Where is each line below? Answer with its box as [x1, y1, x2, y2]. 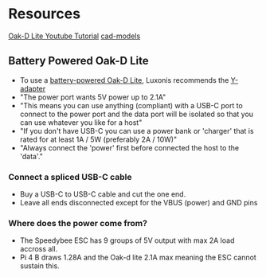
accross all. [19, 244, 58, 254]
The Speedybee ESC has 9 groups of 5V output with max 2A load [19, 236, 235, 245]
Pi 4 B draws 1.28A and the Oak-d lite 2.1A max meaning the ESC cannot [19, 252, 256, 263]
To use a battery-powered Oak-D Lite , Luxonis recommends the [19, 75, 229, 84]
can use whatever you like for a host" [19, 117, 143, 127]
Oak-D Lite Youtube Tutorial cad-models [8, 31, 141, 41]
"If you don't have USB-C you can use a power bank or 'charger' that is [19, 126, 254, 135]
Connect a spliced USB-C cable [8, 171, 132, 182]
